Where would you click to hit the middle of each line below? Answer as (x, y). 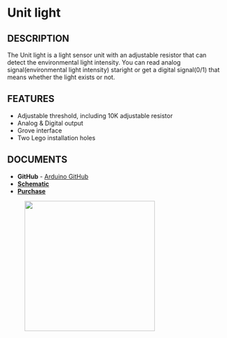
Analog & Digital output (50, 123)
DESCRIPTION (38, 39)
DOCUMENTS (37, 160)
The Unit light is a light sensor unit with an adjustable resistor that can (107, 55)
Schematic (33, 184)
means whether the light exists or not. (61, 77)
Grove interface (40, 130)
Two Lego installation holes (56, 137)
